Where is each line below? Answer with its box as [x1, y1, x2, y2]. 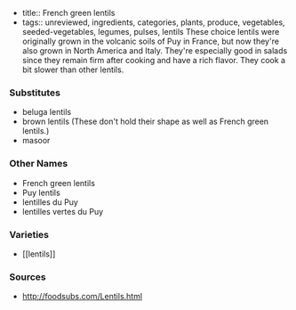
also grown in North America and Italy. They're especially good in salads [21, 45, 288, 56]
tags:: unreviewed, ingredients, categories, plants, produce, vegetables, [21, 17, 285, 28]
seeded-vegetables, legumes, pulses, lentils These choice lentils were [21, 27, 280, 37]
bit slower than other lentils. [21, 64, 124, 75]
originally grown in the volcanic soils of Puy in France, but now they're [21, 36, 280, 46]
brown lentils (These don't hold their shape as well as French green [21, 116, 269, 127]
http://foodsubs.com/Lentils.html [21, 291, 143, 302]
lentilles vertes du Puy [21, 206, 104, 216]
